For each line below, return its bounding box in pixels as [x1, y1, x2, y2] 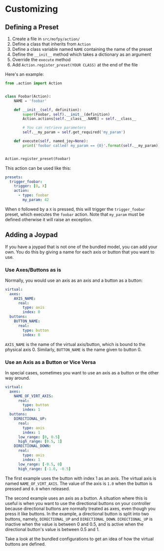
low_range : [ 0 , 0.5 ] [18, 435, 60, 439]
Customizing [5, 3, 58, 15]
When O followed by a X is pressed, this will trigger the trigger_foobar [5, 206, 145, 212]
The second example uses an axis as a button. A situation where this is [5, 495, 147, 501]
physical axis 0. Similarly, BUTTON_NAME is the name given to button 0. [5, 346, 142, 352]
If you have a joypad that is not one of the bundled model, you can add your [5, 244, 158, 250]
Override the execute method [12, 57, 71, 62]
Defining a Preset [5, 23, 59, 31]
